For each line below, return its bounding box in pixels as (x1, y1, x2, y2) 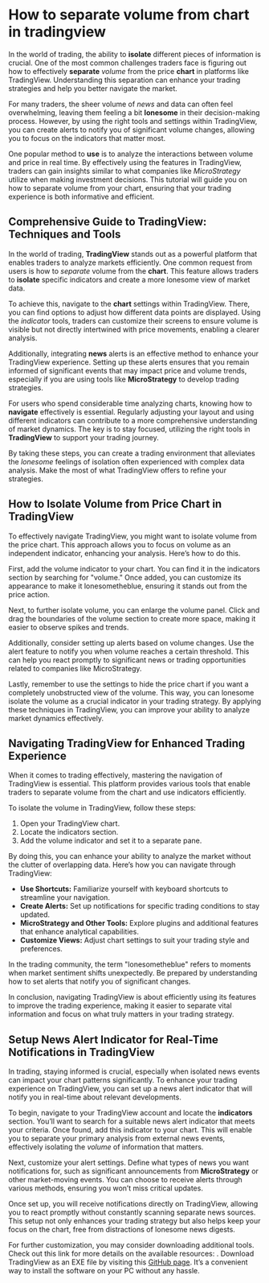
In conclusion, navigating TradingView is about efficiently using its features (8, 992, 257, 1002)
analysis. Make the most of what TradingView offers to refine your (8, 465, 227, 475)
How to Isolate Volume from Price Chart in (8, 497, 222, 511)
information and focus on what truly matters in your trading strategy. (8, 1009, 234, 1019)
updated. (19, 910, 51, 919)
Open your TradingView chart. (19, 819, 120, 828)
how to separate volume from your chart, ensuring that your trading (8, 183, 231, 192)
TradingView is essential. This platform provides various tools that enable (8, 779, 251, 789)
